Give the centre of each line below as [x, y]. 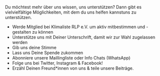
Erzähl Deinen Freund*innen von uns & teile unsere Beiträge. [73, 68]
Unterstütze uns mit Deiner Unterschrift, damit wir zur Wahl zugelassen [84, 37]
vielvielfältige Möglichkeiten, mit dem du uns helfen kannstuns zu [71, 12]
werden [20, 42]
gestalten [21, 32]
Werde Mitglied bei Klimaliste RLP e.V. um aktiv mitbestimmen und [79, 27]
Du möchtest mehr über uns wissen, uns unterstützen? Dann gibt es [73, 7]
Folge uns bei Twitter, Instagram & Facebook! [58, 63]
